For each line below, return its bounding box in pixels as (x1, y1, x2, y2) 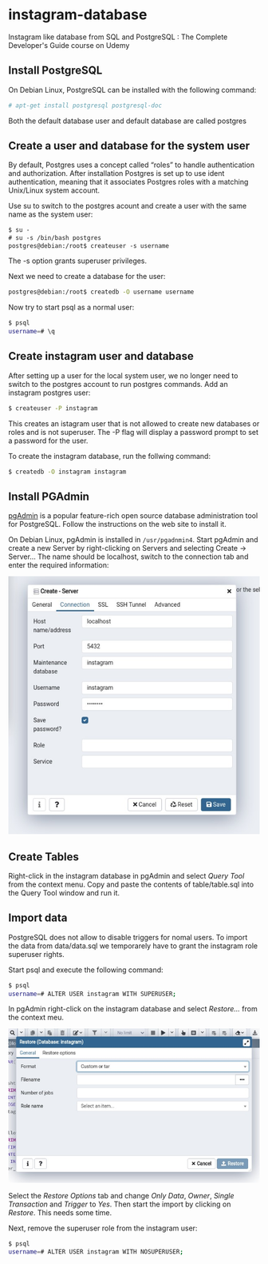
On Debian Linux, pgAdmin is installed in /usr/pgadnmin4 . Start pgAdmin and (8, 535, 258, 544)
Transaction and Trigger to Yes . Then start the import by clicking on (8, 1199, 231, 1209)
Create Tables (8, 850, 80, 863)
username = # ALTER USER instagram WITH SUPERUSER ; (8, 990, 177, 998)
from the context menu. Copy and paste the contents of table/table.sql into (8, 879, 254, 889)
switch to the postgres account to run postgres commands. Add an (8, 379, 229, 389)
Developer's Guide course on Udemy (8, 40, 130, 50)
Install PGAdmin (8, 490, 90, 504)
